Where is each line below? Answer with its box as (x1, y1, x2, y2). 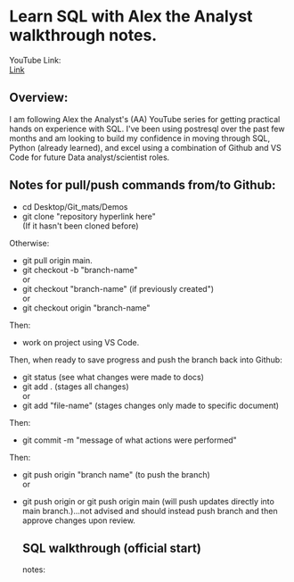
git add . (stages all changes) (21, 381, 129, 392)
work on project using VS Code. (21, 337, 140, 347)
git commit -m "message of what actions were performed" (21, 435, 238, 445)
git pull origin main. (21, 254, 94, 265)
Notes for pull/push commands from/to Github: (9, 178, 276, 193)
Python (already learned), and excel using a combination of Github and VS (9, 142, 282, 153)
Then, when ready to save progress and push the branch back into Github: (9, 354, 282, 365)
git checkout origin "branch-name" (21, 302, 151, 313)
